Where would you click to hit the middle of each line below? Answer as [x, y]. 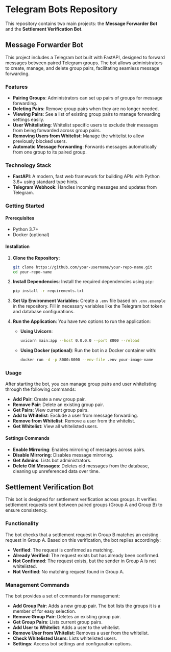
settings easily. [28, 120]
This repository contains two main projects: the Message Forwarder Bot [81, 23]
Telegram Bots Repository [62, 9]
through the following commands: [41, 389]
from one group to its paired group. [50, 152]
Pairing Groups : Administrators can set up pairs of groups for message [88, 98]
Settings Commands [28, 438]
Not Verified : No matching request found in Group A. [68, 571]
